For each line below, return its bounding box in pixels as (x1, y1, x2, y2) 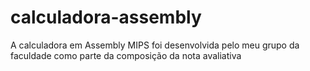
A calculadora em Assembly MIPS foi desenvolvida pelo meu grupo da (10, 39, 300, 51)
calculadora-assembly (10, 6, 202, 29)
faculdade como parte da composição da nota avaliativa (10, 49, 242, 61)
